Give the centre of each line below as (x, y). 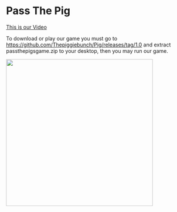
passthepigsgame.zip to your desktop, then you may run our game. (87, 51)
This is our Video (26, 27)
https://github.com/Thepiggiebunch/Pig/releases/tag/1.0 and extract (88, 45)
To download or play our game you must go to (62, 38)
